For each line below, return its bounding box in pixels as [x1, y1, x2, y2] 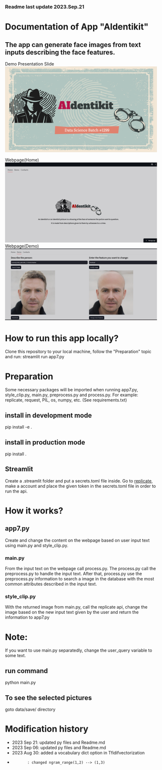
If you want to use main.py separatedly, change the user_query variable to [5, 647, 152, 653]
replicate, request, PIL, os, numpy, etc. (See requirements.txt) [5, 397, 127, 403]
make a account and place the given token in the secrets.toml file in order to [5, 483, 156, 489]
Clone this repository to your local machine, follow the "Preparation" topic [5, 349, 152, 354]
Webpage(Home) [5, 157, 40, 163]
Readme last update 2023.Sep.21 [5, 3, 84, 10]
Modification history [5, 723, 89, 735]
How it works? [5, 505, 64, 516]
